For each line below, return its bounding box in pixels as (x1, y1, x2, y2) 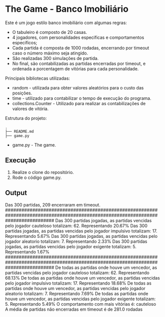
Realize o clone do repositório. (12, 169, 74, 175)
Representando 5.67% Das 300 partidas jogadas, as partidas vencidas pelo (5, 233, 158, 239)
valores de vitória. (12, 106, 49, 112)
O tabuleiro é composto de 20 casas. (12, 29, 87, 35)
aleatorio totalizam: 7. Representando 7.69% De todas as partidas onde (5, 290, 148, 296)
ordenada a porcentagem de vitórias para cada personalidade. (12, 65, 139, 72)
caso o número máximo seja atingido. (12, 50, 88, 56)
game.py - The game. (12, 142, 56, 148)
